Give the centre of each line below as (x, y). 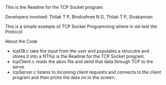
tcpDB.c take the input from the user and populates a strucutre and (81, 51)
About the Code (21, 41)
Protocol (14, 32)
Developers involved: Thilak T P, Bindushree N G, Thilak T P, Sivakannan (79, 17)
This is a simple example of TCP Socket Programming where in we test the (81, 26)
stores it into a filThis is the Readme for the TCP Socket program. (79, 56)
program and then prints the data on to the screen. (64, 77)
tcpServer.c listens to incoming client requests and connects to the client (87, 72)
